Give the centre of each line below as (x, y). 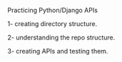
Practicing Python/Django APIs (53, 10)
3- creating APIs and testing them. (58, 51)
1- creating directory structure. (52, 24)
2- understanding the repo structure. (61, 37)
